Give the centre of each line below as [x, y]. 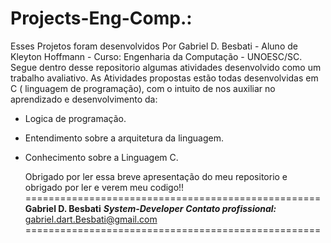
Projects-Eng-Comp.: [101, 18]
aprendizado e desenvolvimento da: [84, 99]
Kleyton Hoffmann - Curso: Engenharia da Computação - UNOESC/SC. [156, 56]
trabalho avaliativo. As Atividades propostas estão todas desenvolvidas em [164, 78]
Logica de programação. [75, 118]
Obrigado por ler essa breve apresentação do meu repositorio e [156, 176]
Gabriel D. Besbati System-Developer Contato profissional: [150, 208]
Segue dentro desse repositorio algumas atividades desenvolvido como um [166, 67]
